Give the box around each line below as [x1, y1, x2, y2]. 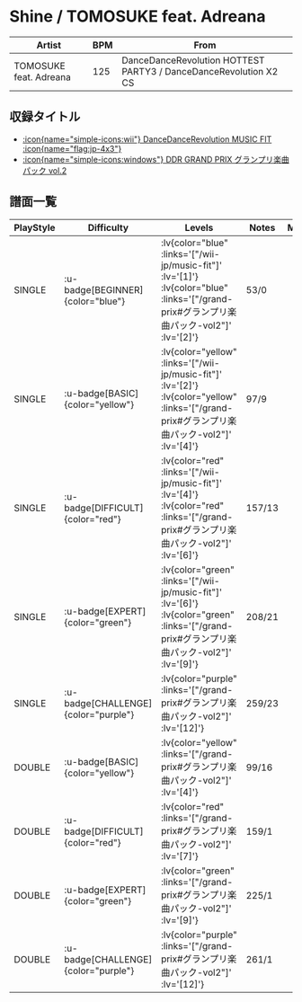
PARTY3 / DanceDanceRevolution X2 [120, 65, 279, 77]
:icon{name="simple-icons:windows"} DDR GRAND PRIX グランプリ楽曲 [22, 154, 290, 164]
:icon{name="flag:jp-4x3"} [22, 143, 122, 154]
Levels [184, 221, 214, 234]
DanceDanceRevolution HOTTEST [120, 54, 265, 67]
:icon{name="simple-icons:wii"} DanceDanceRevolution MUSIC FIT [22, 133, 272, 145]
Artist [36, 39, 61, 51]
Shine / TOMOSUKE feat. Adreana [9, 6, 266, 27]
